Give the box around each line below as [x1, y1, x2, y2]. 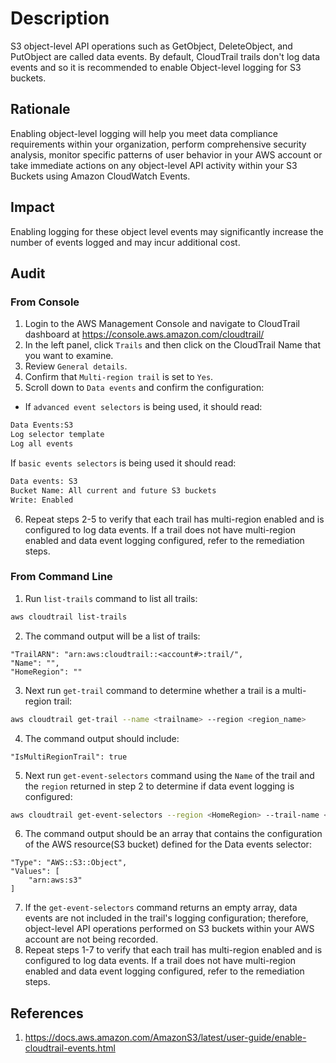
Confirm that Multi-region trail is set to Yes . [24, 371, 214, 383]
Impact [10, 199, 55, 216]
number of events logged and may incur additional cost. [10, 236, 241, 248]
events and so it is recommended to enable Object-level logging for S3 [10, 61, 302, 73]
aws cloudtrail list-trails [10, 612, 128, 622]
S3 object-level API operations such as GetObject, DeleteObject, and [10, 40, 293, 52]
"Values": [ [10, 867, 60, 877]
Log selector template [10, 430, 105, 440]
